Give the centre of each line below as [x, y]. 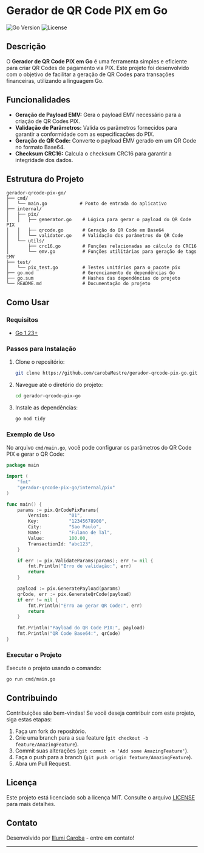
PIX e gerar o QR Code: [36, 454]
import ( [17, 476]
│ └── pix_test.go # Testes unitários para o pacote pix [93, 268]
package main [23, 465]
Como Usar [28, 302]
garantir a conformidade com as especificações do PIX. [85, 134]
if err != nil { [38, 600]
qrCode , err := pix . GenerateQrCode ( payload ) [74, 594]
